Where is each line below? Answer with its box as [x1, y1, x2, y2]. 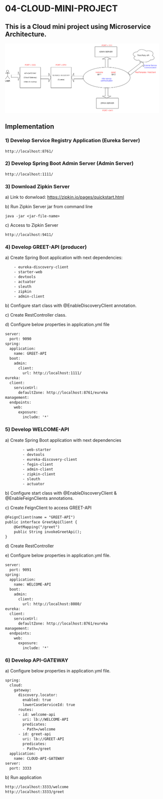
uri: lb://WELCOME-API [22, 717, 69, 722]
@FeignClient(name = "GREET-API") [5, 515, 76, 519]
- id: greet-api [18, 732, 51, 737]
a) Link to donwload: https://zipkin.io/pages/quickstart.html [5, 194, 124, 200]
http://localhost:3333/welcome [5, 785, 69, 790]
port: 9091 [9, 567, 32, 572]
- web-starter [22, 447, 51, 452]
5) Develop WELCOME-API [5, 426, 69, 433]
